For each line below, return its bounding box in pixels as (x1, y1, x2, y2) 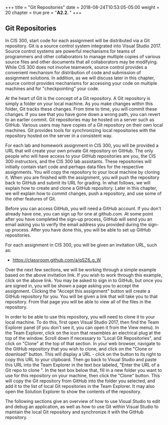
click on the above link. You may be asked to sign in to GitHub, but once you (5, 277, 162, 283)
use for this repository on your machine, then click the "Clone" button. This (5, 372, 160, 378)
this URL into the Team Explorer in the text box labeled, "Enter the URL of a (5, 362, 159, 368)
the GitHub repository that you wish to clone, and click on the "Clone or (5, 346, 153, 352)
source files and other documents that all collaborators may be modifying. (5, 59, 158, 65)
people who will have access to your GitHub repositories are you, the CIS (5, 153, 156, 159)
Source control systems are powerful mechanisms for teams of (5, 48, 135, 54)
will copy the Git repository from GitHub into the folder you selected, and (5, 378, 155, 384)
